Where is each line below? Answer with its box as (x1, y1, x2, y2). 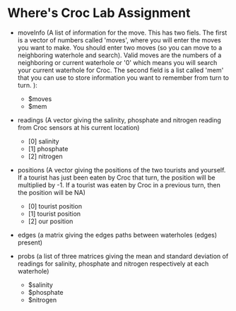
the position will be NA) (17, 188, 86, 196)
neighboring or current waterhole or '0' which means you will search (17, 58, 218, 66)
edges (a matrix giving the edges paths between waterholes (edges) (17, 230, 218, 239)
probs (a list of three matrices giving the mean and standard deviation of (17, 252, 229, 260)
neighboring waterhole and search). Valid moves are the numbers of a (17, 51, 222, 59)
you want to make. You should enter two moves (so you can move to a (17, 43, 223, 52)
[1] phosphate (28, 144, 69, 153)
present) (17, 238, 43, 247)
